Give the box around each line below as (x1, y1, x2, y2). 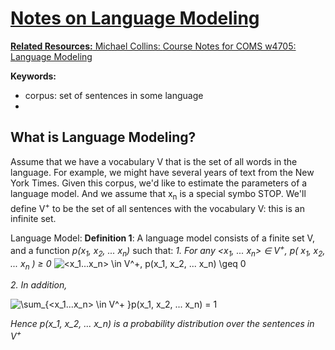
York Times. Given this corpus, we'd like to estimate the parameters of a (10, 177, 308, 189)
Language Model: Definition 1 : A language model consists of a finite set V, (10, 232, 315, 244)
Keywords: (10, 70, 57, 82)
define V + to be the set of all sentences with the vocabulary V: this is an (10, 200, 305, 214)
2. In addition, (10, 279, 68, 291)
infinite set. (10, 213, 57, 225)
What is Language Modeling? (10, 129, 197, 146)
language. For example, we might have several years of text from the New (10, 166, 315, 178)
